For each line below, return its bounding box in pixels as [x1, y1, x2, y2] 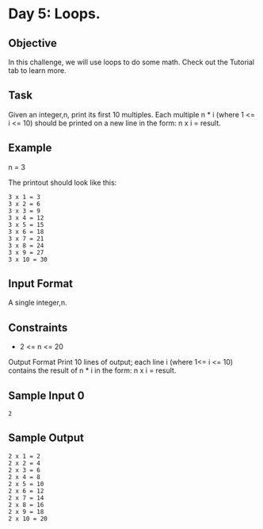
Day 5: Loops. [8, 5, 101, 23]
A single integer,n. [8, 298, 67, 308]
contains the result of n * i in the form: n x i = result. [8, 366, 177, 375]
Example [8, 141, 52, 155]
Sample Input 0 [8, 389, 85, 402]
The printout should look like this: [8, 178, 117, 187]
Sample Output [8, 431, 85, 445]
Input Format [8, 277, 74, 290]
